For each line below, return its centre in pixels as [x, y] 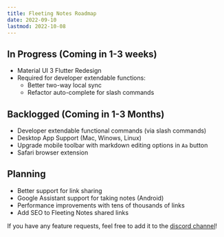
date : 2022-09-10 [32, 20]
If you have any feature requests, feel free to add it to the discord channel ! [112, 226]
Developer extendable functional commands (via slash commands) [112, 131]
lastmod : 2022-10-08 [37, 26]
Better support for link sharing [59, 190]
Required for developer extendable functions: [81, 78]
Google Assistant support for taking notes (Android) [90, 198]
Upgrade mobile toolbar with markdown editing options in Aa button [112, 145]
